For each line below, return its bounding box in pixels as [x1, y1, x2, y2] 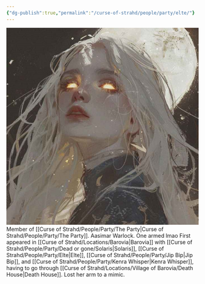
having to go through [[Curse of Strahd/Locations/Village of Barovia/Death [6, 264, 193, 271]
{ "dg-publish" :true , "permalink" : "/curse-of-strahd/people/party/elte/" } [6, 10, 195, 16]
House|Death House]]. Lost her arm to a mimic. [6, 271, 125, 278]
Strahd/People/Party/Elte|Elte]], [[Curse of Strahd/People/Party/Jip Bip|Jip [6, 251, 193, 258]
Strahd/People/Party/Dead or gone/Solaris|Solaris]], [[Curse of [6, 244, 164, 252]
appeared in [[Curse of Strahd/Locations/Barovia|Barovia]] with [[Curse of [6, 238, 193, 246]
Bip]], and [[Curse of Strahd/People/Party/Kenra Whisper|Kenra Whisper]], [6, 258, 194, 265]
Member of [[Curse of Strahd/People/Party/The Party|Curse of [6, 225, 164, 233]
